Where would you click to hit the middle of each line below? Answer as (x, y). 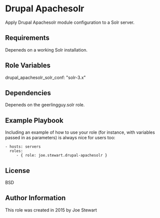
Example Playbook (34, 120)
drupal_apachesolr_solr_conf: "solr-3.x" (46, 77)
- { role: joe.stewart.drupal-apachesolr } (62, 156)
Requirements (27, 38)
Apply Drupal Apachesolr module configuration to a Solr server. (70, 22)
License (18, 171)
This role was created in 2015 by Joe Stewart (51, 210)
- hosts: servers (23, 147)
